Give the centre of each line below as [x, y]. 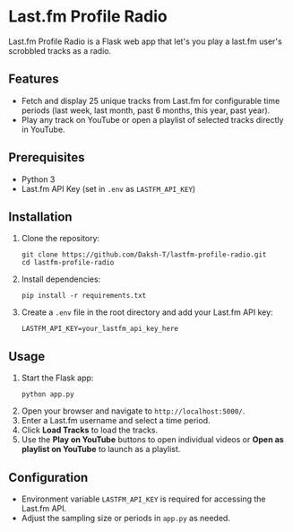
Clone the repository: [60, 239]
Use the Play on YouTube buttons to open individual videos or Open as [152, 440]
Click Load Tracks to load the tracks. [90, 430]
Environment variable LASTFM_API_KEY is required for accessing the [143, 499]
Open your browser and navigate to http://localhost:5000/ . [133, 411]
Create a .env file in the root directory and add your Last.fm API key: [147, 312]
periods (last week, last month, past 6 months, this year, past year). [146, 110]
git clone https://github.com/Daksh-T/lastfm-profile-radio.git [144, 255]
